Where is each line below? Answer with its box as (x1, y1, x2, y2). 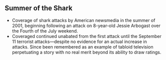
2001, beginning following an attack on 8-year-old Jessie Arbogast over (12, 22, 161, 28)
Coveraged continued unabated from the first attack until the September (12, 33, 161, 39)
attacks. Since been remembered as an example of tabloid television (12, 43, 153, 49)
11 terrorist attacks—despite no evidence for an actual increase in (12, 38, 147, 44)
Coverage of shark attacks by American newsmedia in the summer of (12, 17, 155, 23)
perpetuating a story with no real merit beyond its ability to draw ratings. (12, 49, 161, 55)
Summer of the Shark (5, 4, 73, 12)
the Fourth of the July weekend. (12, 27, 78, 34)
